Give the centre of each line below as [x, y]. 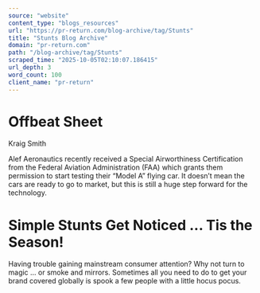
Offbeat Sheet [56, 121]
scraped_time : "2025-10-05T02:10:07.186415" [83, 61]
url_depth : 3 [30, 68]
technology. [28, 193]
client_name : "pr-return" [51, 82]
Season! [36, 242]
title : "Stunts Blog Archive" [58, 38]
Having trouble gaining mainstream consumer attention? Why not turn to [126, 264]
